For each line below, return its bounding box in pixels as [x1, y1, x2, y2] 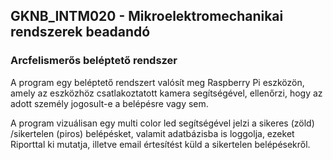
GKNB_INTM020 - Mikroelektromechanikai [10, 8, 284, 25]
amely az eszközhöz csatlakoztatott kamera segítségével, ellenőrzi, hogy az [10, 87, 323, 99]
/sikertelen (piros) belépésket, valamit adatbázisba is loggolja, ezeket [10, 127, 295, 139]
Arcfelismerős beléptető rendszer [10, 54, 178, 68]
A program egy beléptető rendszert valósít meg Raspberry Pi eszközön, [10, 76, 305, 88]
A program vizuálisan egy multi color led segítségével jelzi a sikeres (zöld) [10, 117, 315, 129]
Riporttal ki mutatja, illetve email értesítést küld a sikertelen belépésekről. [10, 138, 311, 150]
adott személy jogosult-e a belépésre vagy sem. [10, 97, 209, 109]
